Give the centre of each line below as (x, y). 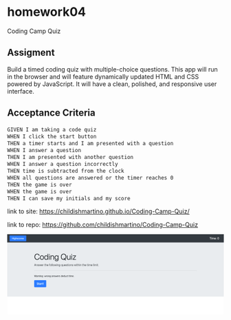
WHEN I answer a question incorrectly (63, 164)
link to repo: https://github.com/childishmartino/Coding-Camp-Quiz (102, 224)
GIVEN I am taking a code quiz (52, 129)
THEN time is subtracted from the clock (66, 171)
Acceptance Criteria (51, 113)
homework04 (46, 12)
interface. (21, 91)
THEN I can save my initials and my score (69, 198)
